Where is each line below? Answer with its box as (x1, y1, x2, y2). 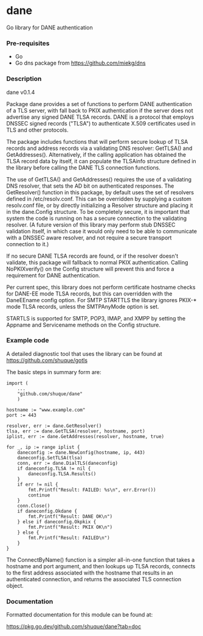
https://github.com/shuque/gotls (6, 356, 88, 364)
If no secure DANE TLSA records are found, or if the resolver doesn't (6, 252, 178, 260)
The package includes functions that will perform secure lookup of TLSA (6, 138, 188, 145)
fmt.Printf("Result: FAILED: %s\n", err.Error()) (28, 487, 156, 493)
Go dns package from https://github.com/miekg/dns (15, 59, 146, 67)
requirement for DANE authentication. (6, 272, 100, 279)
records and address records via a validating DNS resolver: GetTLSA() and (6, 144, 193, 152)
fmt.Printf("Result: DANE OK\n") (28, 513, 113, 520)
